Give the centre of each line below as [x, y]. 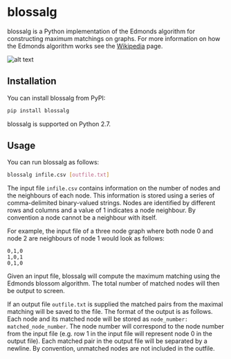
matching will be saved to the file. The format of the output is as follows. [110, 312]
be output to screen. [36, 291]
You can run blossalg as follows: [53, 162]
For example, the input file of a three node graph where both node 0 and [110, 231]
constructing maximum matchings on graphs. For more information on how [114, 38]
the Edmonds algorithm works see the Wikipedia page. [85, 46]
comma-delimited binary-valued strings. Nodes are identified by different [111, 203]
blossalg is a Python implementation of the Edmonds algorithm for [101, 31]
